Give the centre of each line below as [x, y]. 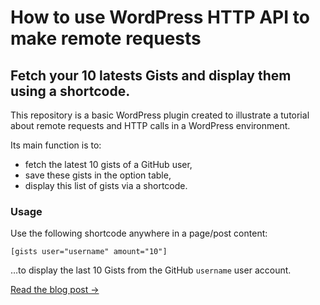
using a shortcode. [70, 91]
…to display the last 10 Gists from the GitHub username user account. [151, 270]
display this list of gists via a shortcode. [106, 185]
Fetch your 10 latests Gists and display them [151, 75]
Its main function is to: [56, 145]
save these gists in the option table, [98, 175]
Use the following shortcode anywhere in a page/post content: [139, 233]
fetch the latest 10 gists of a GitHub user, [108, 164]
